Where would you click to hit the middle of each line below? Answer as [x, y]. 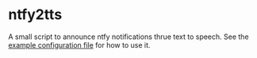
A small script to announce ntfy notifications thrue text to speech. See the [128, 37]
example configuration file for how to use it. [79, 44]
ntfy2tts [35, 15]
